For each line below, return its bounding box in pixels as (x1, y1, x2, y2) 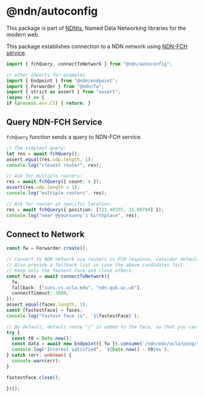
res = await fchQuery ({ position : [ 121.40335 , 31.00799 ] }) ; (6, 206, 165, 213)
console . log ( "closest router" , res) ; (6, 162, 102, 168)
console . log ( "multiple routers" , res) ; (6, 190, 107, 196)
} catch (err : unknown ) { (6, 352, 72, 359)
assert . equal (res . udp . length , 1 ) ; (6, 156, 94, 163)
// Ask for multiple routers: (6, 173, 83, 179)
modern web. (6, 30, 40, 38)
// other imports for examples (6, 72, 86, 78)
